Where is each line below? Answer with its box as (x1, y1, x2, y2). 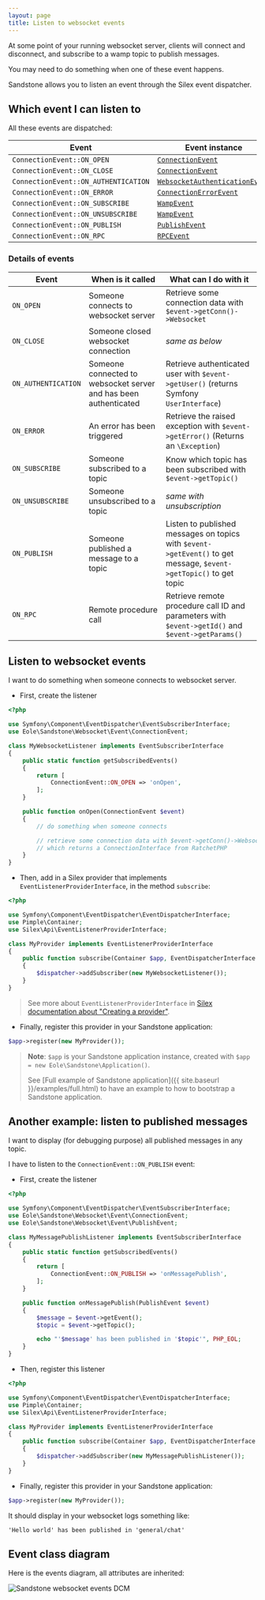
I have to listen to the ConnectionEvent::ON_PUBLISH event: (8, 1159, 196, 1169)
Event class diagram (8, 1548, 110, 1560)
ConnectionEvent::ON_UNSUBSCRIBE (12, 210, 138, 219)
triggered (88, 430, 124, 441)
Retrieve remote (165, 590, 225, 601)
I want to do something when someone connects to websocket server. (8, 676, 237, 685)
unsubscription (165, 500, 222, 511)
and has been (88, 388, 140, 399)
